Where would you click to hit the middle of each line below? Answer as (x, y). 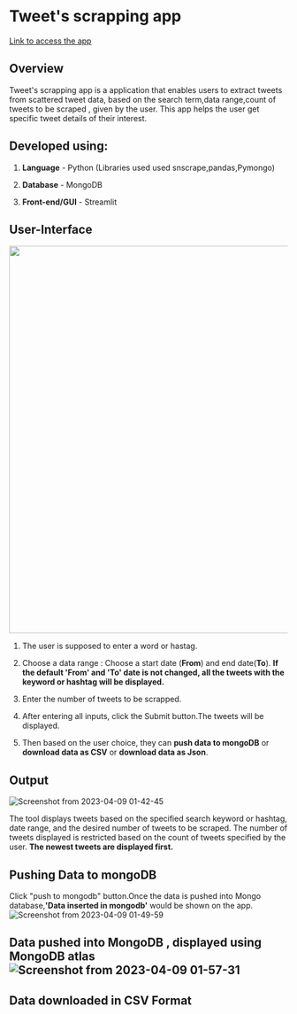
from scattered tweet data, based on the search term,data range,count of (143, 99)
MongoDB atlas (52, 957)
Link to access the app (50, 41)
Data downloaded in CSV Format (101, 1000)
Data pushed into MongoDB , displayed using (136, 943)
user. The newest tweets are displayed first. (91, 847)
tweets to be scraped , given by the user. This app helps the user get (134, 109)
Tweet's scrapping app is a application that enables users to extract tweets (146, 89)
